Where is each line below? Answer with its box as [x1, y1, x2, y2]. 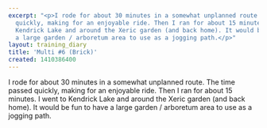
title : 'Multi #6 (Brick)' [8, 48, 98, 56]
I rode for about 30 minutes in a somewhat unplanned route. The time [8, 77, 236, 87]
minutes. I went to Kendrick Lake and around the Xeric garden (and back [8, 94, 246, 104]
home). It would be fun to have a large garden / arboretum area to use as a [8, 102, 253, 111]
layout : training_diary [8, 41, 87, 49]
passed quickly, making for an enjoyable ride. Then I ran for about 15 [8, 85, 233, 95]
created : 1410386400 [8, 56, 77, 64]
